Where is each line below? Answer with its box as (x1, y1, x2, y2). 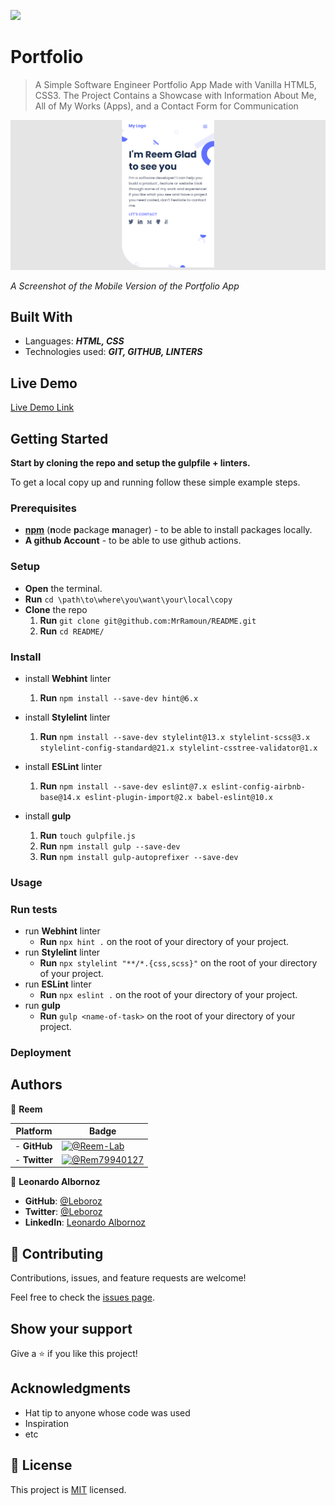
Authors (10, 1076, 63, 1094)
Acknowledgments (10, 1380, 132, 1397)
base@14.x (39, 792, 82, 802)
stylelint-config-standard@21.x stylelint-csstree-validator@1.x (39, 743, 318, 753)
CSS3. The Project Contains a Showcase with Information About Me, (34, 89, 317, 101)
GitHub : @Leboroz (24, 1195, 103, 1207)
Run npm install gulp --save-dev (39, 840, 181, 852)
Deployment (10, 1046, 72, 1060)
